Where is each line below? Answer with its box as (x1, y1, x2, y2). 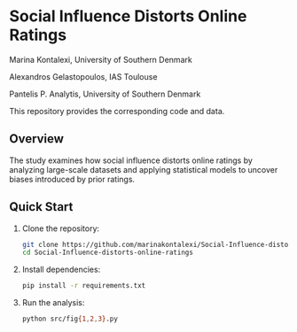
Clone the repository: (21, 223, 100, 234)
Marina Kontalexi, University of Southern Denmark (9, 54, 192, 65)
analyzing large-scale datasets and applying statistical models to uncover (9, 164, 278, 174)
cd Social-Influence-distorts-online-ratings (21, 248, 193, 258)
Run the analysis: (21, 297, 85, 308)
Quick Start (9, 199, 74, 214)
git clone (21, 240, 59, 249)
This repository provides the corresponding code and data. (9, 105, 225, 116)
